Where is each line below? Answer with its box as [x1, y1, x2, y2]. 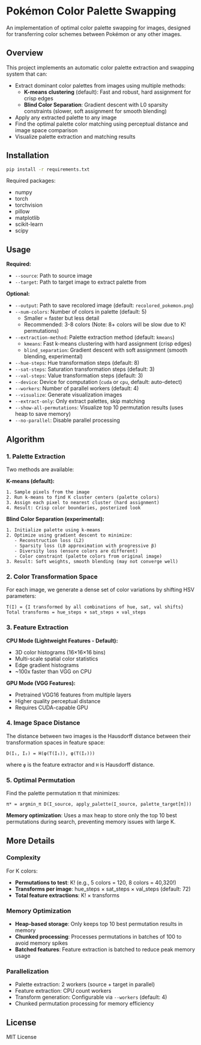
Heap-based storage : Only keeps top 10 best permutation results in [14, 921, 183, 928]
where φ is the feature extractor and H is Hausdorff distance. [6, 761, 155, 768]
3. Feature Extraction [6, 623, 69, 632]
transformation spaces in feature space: [6, 739, 105, 746]
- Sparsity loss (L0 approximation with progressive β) [14, 543, 157, 549]
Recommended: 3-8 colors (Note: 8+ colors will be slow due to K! [23, 321, 186, 328]
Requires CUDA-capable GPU [14, 704, 88, 711]
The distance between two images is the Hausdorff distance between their [6, 732, 191, 740]
